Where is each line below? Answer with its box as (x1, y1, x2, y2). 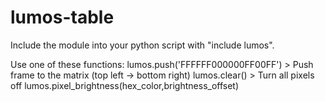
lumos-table (10, 6, 115, 29)
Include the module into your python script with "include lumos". (10, 39, 275, 51)
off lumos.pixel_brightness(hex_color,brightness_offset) (10, 79, 240, 91)
